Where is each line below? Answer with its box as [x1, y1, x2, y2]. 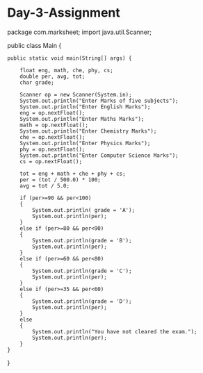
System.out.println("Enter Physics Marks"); [19, 140, 151, 147]
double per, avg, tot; [19, 73, 86, 80]
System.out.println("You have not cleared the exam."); [32, 328, 197, 335]
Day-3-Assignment [7, 5, 120, 21]
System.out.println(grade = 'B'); [32, 237, 132, 244]
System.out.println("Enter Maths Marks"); [19, 115, 145, 122]
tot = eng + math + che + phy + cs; [19, 170, 127, 177]
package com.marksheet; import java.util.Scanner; [7, 28, 152, 36]
